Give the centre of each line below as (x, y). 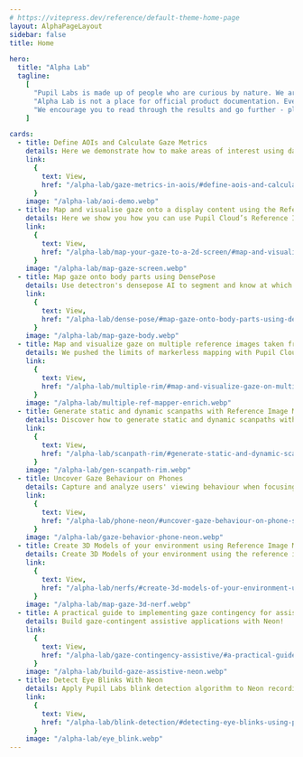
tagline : (34, 76)
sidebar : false (38, 34)
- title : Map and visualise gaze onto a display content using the (147, 210)
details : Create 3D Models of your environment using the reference (157, 555)
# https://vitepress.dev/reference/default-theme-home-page (125, 18)
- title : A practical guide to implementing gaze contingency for (145, 613)
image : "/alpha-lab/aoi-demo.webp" (92, 201)
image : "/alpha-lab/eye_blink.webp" (95, 739)
